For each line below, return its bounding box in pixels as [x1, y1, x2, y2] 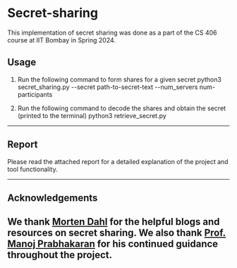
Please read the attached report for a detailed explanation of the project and [7, 157, 229, 165]
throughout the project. [7, 249, 113, 261]
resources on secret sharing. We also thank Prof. [7, 227, 226, 239]
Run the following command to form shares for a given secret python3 [17, 75, 222, 83]
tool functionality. [7, 165, 58, 173]
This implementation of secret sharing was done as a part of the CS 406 [7, 28, 217, 37]
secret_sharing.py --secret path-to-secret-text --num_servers [17, 83, 198, 91]
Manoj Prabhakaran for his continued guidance [7, 238, 219, 250]
